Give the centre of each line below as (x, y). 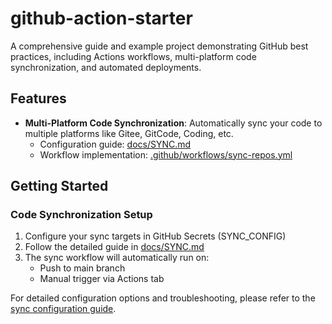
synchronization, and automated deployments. (106, 67)
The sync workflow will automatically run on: (117, 258)
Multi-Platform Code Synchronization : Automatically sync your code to (173, 123)
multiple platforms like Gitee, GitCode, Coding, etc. (129, 133)
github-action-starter (101, 18)
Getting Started (59, 186)
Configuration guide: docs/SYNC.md (115, 144)
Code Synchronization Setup (81, 215)
